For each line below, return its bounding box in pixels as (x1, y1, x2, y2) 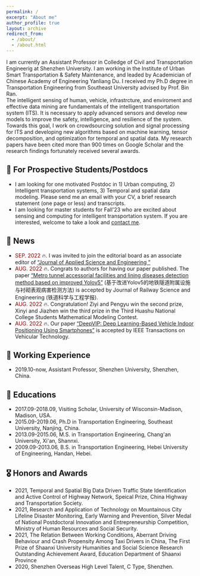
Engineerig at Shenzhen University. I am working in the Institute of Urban (6, 65, 185, 72)
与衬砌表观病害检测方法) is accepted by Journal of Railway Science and (14, 286, 190, 293)
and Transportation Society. (14, 500, 83, 507)
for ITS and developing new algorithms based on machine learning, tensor (6, 128, 188, 135)
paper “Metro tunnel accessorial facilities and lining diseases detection (14, 271, 189, 278)
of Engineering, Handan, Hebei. (14, 450, 92, 457)
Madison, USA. (14, 412, 52, 419)
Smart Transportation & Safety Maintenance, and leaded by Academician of (6, 71, 192, 78)
